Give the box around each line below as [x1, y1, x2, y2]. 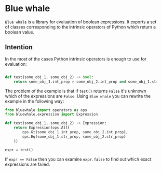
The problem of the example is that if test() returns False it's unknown [5, 88, 147, 94]
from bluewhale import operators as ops [5, 107, 88, 113]
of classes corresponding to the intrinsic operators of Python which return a [5, 24, 156, 29]
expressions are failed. [5, 161, 50, 167]
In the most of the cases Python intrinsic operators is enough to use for [5, 56, 147, 62]
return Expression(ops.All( [13, 125, 70, 130]
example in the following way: [5, 98, 64, 104]
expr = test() [5, 147, 34, 152]
